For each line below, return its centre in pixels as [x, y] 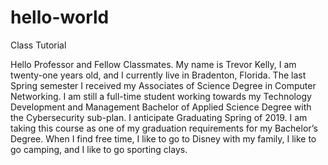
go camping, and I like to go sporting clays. [99, 149]
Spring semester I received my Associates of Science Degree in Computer [163, 85]
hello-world [60, 17]
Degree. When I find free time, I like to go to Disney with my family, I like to [163, 138]
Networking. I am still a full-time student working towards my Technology [161, 96]
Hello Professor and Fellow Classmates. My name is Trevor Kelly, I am [153, 64]
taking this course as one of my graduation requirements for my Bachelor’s [164, 128]
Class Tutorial [38, 45]
